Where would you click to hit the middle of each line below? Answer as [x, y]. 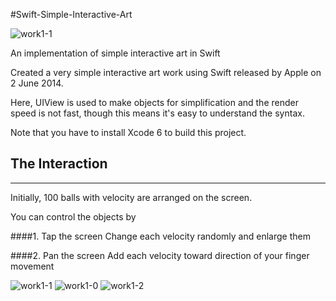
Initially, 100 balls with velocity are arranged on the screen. [131, 197]
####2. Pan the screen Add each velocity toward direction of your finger [160, 255]
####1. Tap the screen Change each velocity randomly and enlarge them [160, 236]
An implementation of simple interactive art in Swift [115, 53]
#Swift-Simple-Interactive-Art [71, 14]
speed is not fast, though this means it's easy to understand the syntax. [157, 113]
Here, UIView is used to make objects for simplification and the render [154, 102]
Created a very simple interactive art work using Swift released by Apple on [166, 72]
